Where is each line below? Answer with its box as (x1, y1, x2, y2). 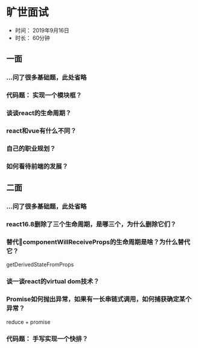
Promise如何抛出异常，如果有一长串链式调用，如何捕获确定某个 (6, 295, 192, 303)
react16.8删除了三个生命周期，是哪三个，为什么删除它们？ (6, 220, 177, 229)
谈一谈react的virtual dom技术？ (6, 277, 100, 286)
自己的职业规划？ (6, 144, 56, 153)
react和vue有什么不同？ (6, 126, 77, 135)
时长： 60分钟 (14, 34, 50, 41)
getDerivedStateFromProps (6, 261, 74, 268)
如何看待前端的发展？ (6, 162, 68, 170)
